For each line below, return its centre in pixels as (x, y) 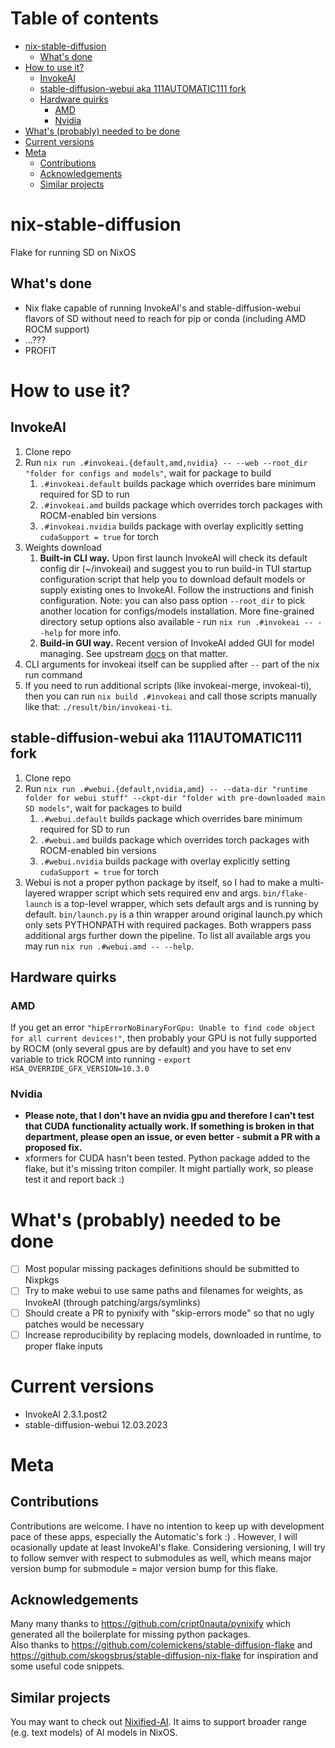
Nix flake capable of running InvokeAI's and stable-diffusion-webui (163, 308)
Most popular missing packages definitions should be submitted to (162, 1269)
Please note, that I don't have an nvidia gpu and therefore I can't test (169, 1116)
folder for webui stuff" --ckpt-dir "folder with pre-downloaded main (175, 798)
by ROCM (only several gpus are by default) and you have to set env (151, 1049)
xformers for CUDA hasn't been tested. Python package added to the (167, 1158)
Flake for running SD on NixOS (73, 252)
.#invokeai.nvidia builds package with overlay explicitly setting (171, 526)
